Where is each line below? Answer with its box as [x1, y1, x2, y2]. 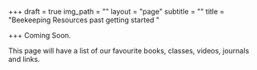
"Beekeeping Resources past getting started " [8, 15, 160, 25]
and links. [8, 55, 40, 64]
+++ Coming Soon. [8, 31, 71, 40]
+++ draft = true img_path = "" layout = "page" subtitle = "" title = [8, 7, 225, 16]
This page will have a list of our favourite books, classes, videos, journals [8, 46, 250, 55]
